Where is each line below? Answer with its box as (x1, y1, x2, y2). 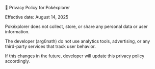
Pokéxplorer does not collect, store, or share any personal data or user (5, 23, 148, 29)
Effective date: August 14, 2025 (5, 14, 69, 20)
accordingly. (5, 58, 30, 64)
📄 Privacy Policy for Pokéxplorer (5, 5, 70, 10)
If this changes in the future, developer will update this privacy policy (5, 53, 145, 59)
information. (5, 29, 30, 34)
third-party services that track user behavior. (5, 44, 96, 49)
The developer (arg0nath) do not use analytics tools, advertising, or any (5, 38, 151, 44)
